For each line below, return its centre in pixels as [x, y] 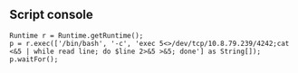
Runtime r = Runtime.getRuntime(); [77, 35]
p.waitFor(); [34, 59]
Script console [51, 15]
